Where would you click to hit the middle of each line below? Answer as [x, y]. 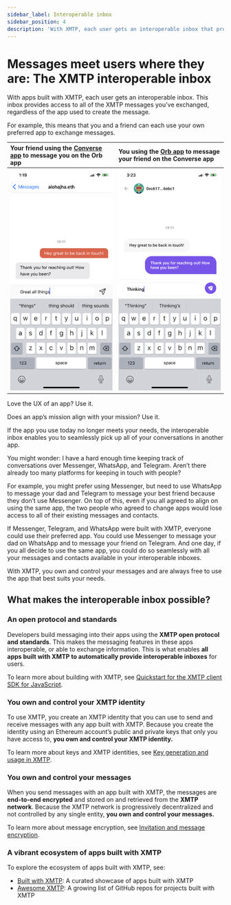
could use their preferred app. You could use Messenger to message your [112, 535]
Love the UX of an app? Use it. [51, 403]
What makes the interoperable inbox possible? [109, 600]
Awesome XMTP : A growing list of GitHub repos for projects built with [116, 888]
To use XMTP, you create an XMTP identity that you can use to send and [110, 717]
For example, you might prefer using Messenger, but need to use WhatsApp [114, 486]
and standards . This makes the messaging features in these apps [100, 642]
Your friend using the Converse [56, 148]
